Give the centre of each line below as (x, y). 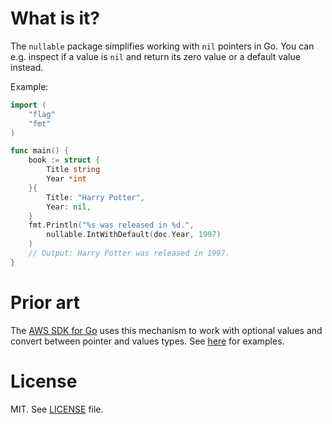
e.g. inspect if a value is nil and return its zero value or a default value (155, 56)
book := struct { (64, 160)
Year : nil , (69, 207)
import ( (28, 105)
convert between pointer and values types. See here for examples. (147, 341)
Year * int (66, 179)
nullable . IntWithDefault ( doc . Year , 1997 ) (134, 235)
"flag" (42, 114)
